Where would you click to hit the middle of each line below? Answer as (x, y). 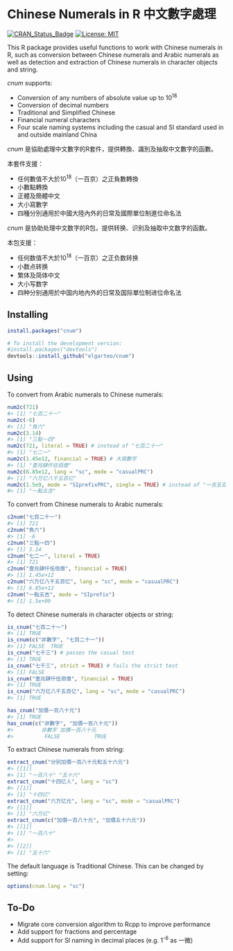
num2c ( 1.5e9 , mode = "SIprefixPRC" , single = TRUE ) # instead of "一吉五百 (117, 485)
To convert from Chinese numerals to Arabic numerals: (86, 505)
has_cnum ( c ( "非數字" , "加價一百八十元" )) (63, 723)
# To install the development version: (65, 343)
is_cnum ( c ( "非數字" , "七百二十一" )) (56, 640)
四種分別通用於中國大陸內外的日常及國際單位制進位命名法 (99, 213)
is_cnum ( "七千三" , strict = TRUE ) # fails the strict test (93, 666)
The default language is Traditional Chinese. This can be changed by (105, 866)
